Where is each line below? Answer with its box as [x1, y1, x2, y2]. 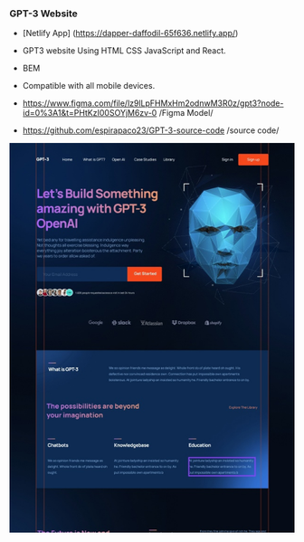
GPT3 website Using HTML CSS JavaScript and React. [22, 45, 226, 56]
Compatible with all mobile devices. [22, 81, 156, 91]
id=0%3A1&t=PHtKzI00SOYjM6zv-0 [22, 108, 157, 119]
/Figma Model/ [158, 108, 214, 119]
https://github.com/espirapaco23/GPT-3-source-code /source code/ [22, 125, 280, 136]
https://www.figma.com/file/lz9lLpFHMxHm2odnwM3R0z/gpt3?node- [22, 98, 284, 109]
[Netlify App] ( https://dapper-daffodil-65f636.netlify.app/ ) [22, 28, 239, 39]
